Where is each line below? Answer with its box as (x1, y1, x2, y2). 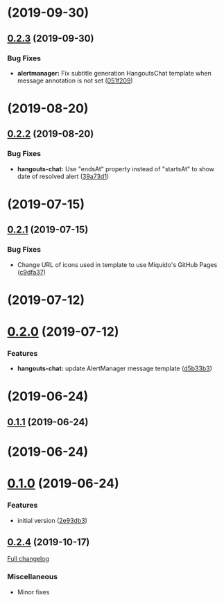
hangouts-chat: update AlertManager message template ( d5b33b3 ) (17, 364, 213, 372)
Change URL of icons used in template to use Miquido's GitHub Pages (17, 260, 218, 268)
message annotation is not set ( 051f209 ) (17, 76, 133, 85)
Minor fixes (17, 587, 50, 596)
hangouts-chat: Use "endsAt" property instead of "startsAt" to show (17, 164, 215, 173)
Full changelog (7, 555, 50, 563)
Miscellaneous (7, 572, 58, 582)
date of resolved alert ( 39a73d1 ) (17, 172, 110, 180)
